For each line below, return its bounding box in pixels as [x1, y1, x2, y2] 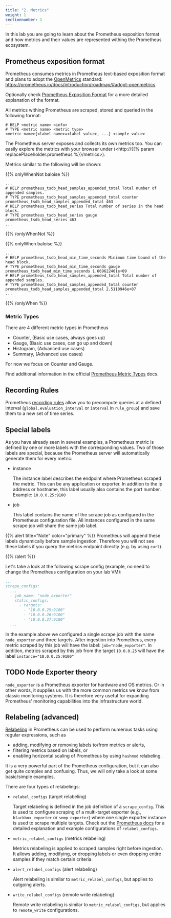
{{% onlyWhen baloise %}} [5, 241, 62, 247]
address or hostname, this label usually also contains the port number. [12, 487, 161, 493]
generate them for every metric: [5, 456, 73, 462]
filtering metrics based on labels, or [12, 747, 88, 753]
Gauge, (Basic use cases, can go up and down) [12, 340, 113, 346]
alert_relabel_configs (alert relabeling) [12, 866, 97, 872]
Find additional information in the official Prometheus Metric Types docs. [5, 371, 159, 377]
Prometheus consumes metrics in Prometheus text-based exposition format [5, 70, 165, 77]
